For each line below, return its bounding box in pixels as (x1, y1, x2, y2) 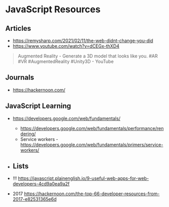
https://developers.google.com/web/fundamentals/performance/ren (20, 125, 164, 131)
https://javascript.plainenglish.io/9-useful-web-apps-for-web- (17, 175, 149, 181)
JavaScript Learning (5, 101, 71, 111)
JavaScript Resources (5, 4, 101, 15)
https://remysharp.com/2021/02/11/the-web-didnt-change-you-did (12, 37, 153, 44)
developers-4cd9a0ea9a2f (12, 181, 70, 187)
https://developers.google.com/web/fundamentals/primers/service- (20, 141, 163, 148)
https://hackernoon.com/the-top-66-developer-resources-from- (23, 191, 160, 197)
